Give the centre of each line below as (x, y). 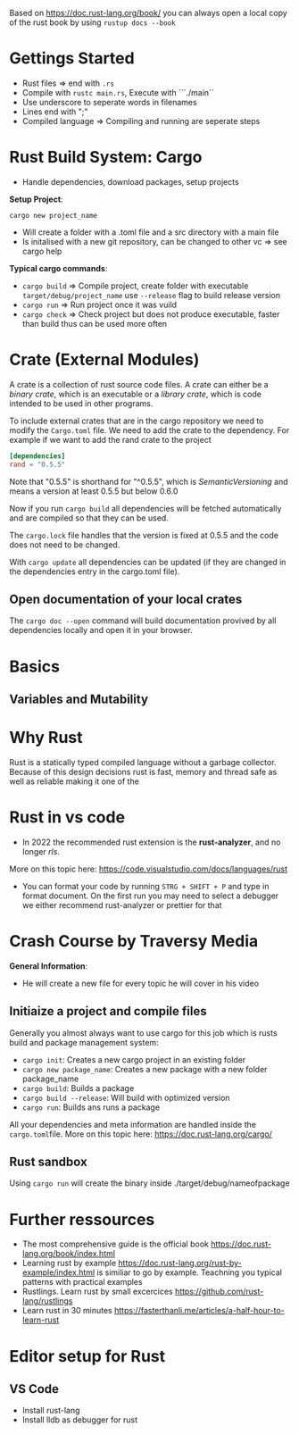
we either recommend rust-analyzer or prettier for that (122, 905)
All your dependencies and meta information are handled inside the (133, 1124)
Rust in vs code (67, 817)
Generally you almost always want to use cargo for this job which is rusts (144, 1033)
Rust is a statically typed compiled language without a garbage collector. (143, 762)
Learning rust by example (69, 1263)
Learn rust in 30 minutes (67, 1311)
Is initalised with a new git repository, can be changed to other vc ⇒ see (154, 241)
